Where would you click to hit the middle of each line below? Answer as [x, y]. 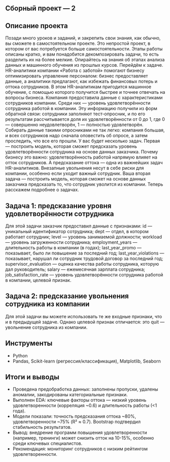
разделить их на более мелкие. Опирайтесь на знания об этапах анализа [85, 60]
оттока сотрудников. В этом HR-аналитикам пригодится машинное [78, 87]
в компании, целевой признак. [38, 280]
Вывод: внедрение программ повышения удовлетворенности [80, 432]
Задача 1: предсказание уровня [58, 206]
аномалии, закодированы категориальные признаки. [70, 395]
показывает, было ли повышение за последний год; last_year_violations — [85, 253]
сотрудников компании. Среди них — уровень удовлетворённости [78, 103]
